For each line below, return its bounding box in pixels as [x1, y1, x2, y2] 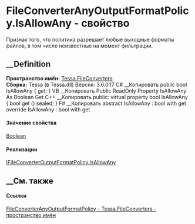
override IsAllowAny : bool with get [6, 106, 90, 113]
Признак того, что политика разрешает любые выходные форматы [6, 36, 174, 43]
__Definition [6, 59, 51, 69]
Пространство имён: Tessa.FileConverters [6, 74, 113, 82]
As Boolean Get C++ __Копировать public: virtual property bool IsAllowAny [6, 93, 188, 100]
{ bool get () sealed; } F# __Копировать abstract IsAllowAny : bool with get [6, 100, 187, 107]
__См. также [6, 176, 54, 186]
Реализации [6, 145, 38, 153]
